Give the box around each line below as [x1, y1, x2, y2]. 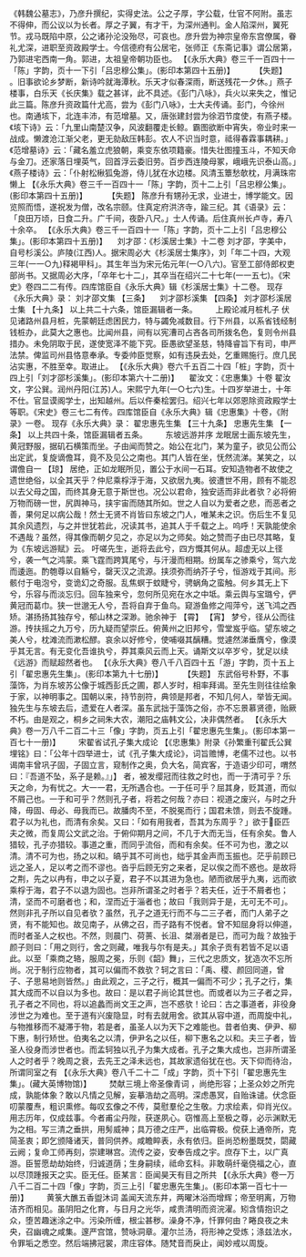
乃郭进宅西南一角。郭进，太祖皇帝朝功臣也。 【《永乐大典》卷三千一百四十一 [9, 54, 295, 64]
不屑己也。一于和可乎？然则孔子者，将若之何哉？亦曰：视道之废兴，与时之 [9, 793, 289, 804]
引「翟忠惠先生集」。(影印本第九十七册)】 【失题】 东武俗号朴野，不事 [9, 669, 290, 679]
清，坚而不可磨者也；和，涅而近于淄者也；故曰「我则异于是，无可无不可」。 [9, 896, 293, 906]
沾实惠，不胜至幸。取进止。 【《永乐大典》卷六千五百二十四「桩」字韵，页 [9, 361, 287, 372]
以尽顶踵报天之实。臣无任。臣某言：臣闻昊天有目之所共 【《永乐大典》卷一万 [9, 1170, 295, 1180]
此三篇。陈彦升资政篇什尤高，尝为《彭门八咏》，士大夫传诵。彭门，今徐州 [9, 99, 285, 109]
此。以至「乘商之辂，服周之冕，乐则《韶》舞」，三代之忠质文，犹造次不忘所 [9, 953, 293, 964]
